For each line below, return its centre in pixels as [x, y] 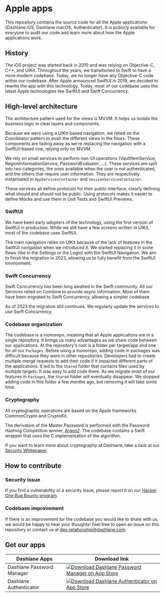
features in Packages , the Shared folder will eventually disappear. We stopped [82, 377]
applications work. [24, 38]
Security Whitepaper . [27, 450]
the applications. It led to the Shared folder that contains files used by [75, 366]
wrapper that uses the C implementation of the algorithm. [63, 436]
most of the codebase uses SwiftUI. [41, 233]
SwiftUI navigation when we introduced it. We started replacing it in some [79, 247]
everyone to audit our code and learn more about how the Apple [70, 32]
